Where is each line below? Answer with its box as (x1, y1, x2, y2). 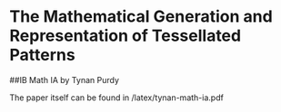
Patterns (9, 45, 75, 65)
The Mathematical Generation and (9, 6, 273, 27)
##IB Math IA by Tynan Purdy (9, 74, 120, 85)
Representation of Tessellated (9, 25, 242, 46)
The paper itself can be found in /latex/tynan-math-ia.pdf (9, 92, 225, 103)
